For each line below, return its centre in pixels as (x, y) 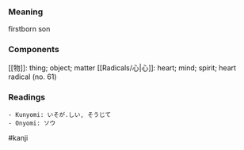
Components (34, 50)
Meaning (26, 12)
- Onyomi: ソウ (32, 123)
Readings (27, 97)
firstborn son (29, 29)
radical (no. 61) (32, 77)
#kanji (18, 137)
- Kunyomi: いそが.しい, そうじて (60, 114)
